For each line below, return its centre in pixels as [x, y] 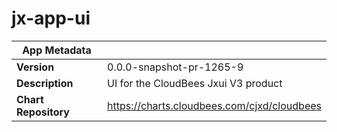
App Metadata [57, 50]
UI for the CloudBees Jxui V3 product [195, 83]
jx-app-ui [51, 18]
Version [35, 67]
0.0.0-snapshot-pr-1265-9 [175, 67]
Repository [43, 112]
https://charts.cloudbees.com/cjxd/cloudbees [214, 105]
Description [45, 83]
